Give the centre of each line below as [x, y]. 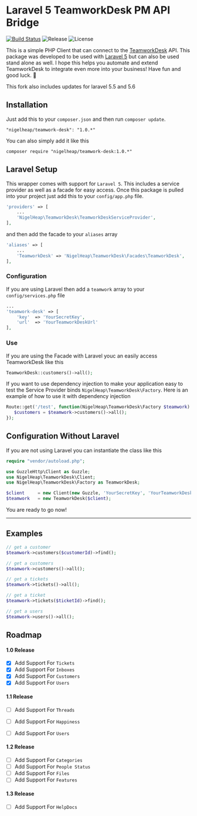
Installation [27, 105]
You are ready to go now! [37, 510]
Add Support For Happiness [47, 721]
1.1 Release [20, 697]
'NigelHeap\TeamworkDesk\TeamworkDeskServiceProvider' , [86, 217]
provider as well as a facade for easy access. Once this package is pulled [95, 190]
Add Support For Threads [45, 709]
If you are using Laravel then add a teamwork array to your [75, 289]
